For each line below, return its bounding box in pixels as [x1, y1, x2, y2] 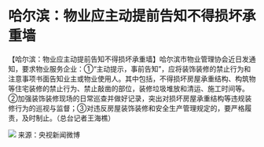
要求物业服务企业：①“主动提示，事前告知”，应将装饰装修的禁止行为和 [21, 64, 251, 73]
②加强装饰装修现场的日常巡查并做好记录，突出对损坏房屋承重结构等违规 [8, 94, 245, 103]
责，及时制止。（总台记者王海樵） [8, 113, 115, 123]
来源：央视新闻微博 [17, 130, 80, 139]
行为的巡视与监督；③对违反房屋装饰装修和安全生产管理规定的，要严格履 [14, 103, 252, 112]
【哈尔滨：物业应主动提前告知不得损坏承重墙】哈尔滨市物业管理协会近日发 [8, 54, 249, 64]
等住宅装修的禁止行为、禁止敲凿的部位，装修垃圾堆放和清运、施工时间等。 [8, 83, 249, 93]
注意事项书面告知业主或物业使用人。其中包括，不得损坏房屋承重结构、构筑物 [8, 74, 256, 83]
